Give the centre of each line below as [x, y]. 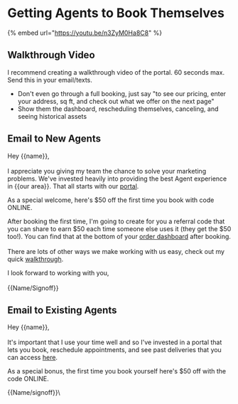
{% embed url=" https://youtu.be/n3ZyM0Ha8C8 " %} [85, 33]
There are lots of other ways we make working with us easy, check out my [116, 251]
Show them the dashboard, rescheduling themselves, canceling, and [118, 109]
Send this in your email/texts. [50, 80]
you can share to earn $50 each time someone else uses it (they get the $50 [119, 228]
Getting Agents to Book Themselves [116, 13]
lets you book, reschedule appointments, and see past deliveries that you [114, 350]
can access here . [33, 358]
